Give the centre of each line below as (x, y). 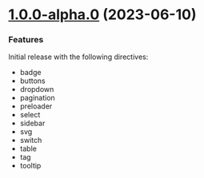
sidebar (32, 123)
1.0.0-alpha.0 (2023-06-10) (102, 15)
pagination (38, 98)
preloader (36, 106)
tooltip (30, 166)
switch (31, 140)
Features (26, 40)
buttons (32, 81)
